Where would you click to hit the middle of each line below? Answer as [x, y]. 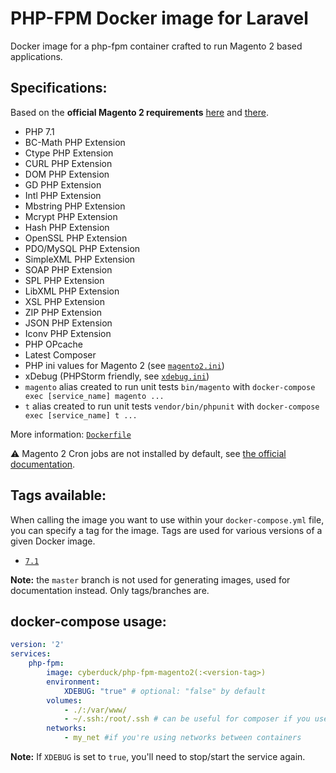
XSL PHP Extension [64, 301]
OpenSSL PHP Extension [76, 238]
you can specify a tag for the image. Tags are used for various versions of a [166, 530]
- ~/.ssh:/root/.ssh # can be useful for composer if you [187, 719]
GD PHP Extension [63, 184]
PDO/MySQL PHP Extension [82, 248]
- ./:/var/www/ [95, 710]
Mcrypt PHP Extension [71, 216]
